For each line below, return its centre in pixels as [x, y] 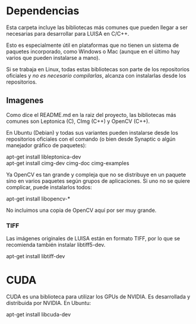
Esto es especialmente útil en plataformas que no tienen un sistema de [93, 45]
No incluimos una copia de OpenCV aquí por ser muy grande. [81, 210]
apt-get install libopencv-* [38, 198]
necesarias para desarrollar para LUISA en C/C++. [68, 33]
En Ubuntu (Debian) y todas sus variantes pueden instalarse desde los [92, 132]
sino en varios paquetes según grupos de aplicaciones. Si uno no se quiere [98, 181]
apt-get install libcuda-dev [39, 314]
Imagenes [25, 101]
